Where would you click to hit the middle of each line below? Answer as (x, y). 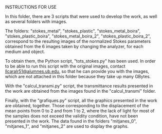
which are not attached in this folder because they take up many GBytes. (78, 76)
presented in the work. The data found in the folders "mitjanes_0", (71, 121)
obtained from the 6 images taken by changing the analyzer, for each (74, 46)
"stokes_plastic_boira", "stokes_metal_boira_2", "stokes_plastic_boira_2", (78, 36)
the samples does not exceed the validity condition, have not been (72, 116)
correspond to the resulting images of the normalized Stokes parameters (78, 41)
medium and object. (25, 51)
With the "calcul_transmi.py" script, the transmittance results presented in (79, 86)
